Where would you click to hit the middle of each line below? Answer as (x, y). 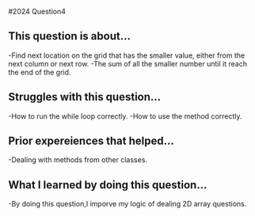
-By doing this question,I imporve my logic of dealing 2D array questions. (127, 204)
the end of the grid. (40, 72)
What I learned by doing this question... (108, 185)
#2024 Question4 (37, 11)
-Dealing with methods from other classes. (78, 160)
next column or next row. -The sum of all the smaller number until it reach (128, 63)
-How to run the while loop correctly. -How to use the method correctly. (125, 116)
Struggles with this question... (85, 97)
